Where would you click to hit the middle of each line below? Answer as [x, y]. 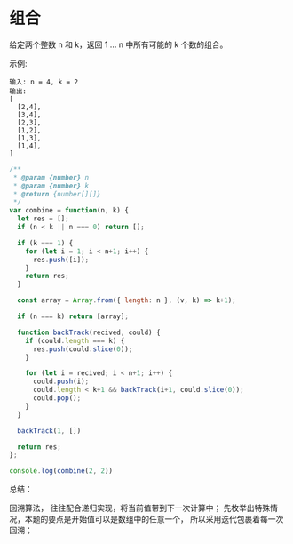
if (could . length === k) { [75, 340]
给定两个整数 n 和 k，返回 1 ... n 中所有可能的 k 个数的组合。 [119, 44]
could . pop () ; [57, 398]
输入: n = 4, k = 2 [44, 82]
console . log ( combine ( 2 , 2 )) [61, 471]
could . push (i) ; [61, 382]
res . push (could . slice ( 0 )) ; [83, 349]
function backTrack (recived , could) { [89, 332]
